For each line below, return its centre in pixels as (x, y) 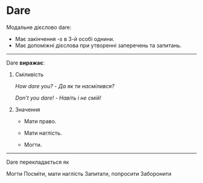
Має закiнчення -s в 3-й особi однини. (65, 39)
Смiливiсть (29, 74)
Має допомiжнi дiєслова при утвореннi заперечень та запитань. (98, 45)
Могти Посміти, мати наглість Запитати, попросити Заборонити (89, 173)
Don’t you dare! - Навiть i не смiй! (58, 98)
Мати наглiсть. (43, 133)
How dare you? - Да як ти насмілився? (65, 86)
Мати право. (40, 121)
